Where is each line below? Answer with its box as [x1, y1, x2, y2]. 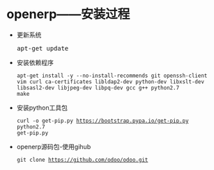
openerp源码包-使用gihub [16, 142, 91, 151]
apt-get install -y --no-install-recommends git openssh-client [16, 72, 208, 79]
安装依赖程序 [16, 58, 54, 67]
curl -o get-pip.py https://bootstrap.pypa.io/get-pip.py [16, 117, 189, 124]
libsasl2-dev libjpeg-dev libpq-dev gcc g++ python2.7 [16, 84, 180, 91]
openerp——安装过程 [6, 6, 130, 22]
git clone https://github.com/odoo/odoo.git [16, 156, 148, 163]
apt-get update [16, 44, 69, 52]
